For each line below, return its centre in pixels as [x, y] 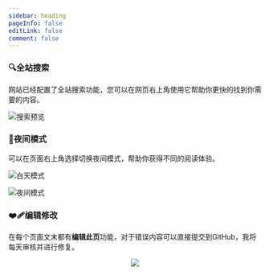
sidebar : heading [37, 16]
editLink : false [35, 31]
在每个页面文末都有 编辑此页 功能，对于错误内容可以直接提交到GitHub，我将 [132, 237]
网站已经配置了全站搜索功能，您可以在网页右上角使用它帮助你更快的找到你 [131, 89]
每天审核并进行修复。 [43, 247]
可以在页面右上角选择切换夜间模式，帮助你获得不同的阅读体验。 [114, 158]
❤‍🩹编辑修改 [33, 215]
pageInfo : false [35, 23]
